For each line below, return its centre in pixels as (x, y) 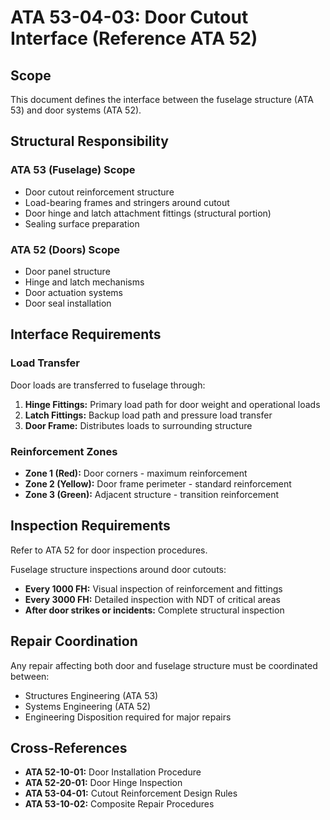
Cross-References (69, 747)
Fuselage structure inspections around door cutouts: (118, 569)
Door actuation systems (73, 292)
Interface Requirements (86, 334)
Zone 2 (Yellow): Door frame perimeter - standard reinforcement (158, 483)
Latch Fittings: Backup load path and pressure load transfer (148, 415)
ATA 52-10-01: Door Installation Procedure (113, 772)
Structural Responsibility (89, 141)
